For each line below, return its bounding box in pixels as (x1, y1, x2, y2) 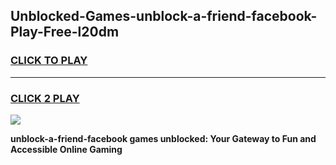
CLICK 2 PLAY (10, 91, 80, 105)
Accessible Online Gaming (10, 143, 123, 155)
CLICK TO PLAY (10, 54, 88, 68)
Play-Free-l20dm (10, 24, 120, 41)
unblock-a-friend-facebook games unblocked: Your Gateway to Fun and (10, 132, 317, 144)
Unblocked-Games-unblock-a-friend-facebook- (10, 8, 318, 25)
